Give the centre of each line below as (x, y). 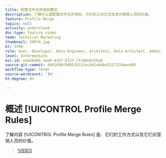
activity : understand (28, 28)
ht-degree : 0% (20, 79)
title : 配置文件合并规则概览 (31, 10)
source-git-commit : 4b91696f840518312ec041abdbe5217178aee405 (71, 65)
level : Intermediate (27, 56)
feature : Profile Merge (30, 19)
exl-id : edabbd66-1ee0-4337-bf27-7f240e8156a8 (54, 60)
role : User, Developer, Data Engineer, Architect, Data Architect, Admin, (84, 51)
